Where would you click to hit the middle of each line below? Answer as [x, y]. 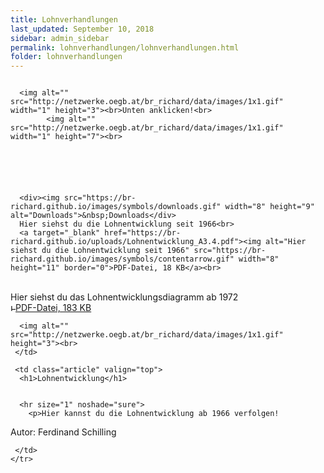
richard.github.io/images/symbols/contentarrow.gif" [122, 259]
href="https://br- [143, 233]
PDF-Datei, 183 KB [53, 308]
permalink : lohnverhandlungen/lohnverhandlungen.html [125, 47]
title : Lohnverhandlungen [64, 19]
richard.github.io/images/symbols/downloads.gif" [116, 207]
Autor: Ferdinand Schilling [63, 432]
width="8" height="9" [269, 207]
